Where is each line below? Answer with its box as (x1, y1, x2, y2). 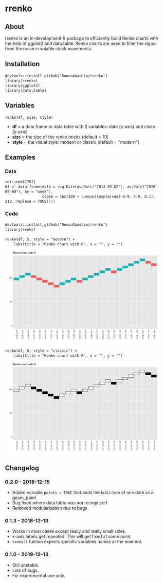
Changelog (5, 464, 39, 472)
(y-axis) (12, 129, 28, 134)
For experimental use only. (12, 572, 66, 578)
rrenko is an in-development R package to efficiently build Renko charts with (5, 35, 159, 41)
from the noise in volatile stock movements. (5, 46, 92, 51)
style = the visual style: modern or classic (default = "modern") (12, 139, 140, 145)
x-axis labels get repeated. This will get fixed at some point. (12, 534, 132, 540)
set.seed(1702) (5, 179, 36, 185)
